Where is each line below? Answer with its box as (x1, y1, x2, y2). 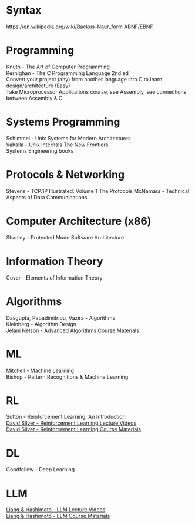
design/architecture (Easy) (6, 82, 70, 89)
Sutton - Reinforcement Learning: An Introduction (6, 414, 126, 421)
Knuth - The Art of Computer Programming (6, 63, 110, 70)
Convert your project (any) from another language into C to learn (6, 76, 163, 83)
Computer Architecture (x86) (6, 214, 152, 228)
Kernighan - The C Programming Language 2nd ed (6, 69, 129, 77)
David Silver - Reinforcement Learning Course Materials (6, 426, 142, 433)
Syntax (6, 4, 42, 17)
